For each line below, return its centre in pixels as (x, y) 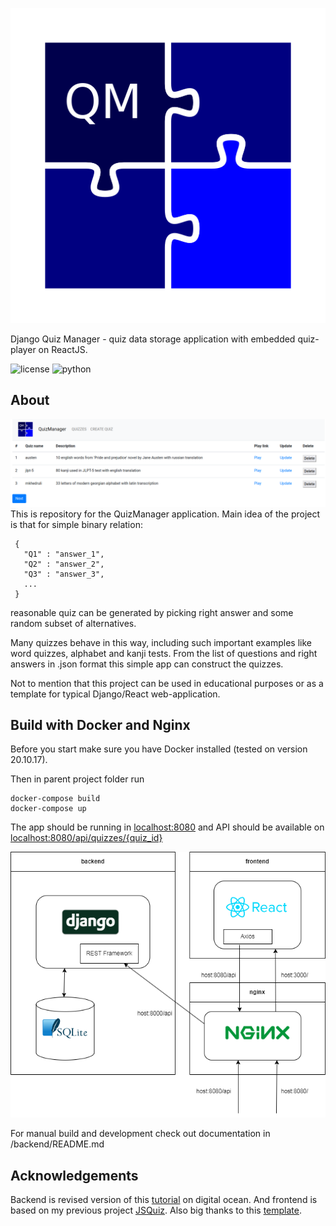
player (23, 349)
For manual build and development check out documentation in (140, 1134)
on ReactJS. (63, 349)
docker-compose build (55, 799)
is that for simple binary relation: (76, 524)
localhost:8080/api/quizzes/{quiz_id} (86, 838)
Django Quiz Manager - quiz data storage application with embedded (153, 339)
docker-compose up (48, 809)
